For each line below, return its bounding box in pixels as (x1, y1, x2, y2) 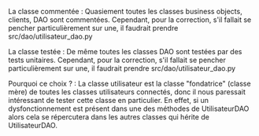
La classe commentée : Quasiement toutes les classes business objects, (8, 7, 242, 16)
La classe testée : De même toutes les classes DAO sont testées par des (8, 47, 242, 56)
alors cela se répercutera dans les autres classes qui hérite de (8, 112, 210, 121)
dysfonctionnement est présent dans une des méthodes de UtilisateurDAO (8, 104, 250, 113)
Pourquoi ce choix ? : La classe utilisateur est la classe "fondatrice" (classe (8, 79, 251, 88)
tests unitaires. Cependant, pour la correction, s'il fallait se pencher (8, 55, 227, 64)
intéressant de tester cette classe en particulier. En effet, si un (8, 96, 209, 105)
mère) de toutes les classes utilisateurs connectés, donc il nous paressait (8, 87, 246, 97)
